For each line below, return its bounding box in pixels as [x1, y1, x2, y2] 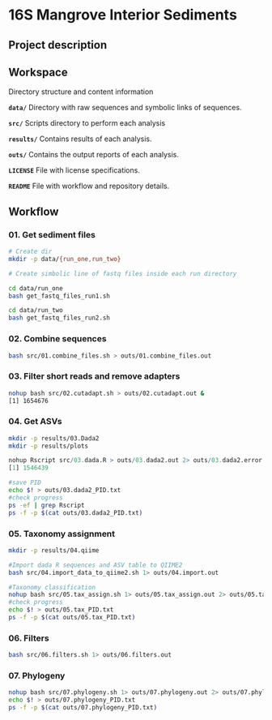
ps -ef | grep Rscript [8, 501, 85, 509]
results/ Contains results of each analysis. [8, 134, 152, 144]
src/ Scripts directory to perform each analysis [8, 118, 166, 128]
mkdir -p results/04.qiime [8, 546, 100, 555]
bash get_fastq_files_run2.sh [8, 314, 111, 322]
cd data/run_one [8, 284, 63, 293]
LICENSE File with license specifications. [8, 165, 140, 175]
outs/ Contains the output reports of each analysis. [8, 150, 180, 160]
